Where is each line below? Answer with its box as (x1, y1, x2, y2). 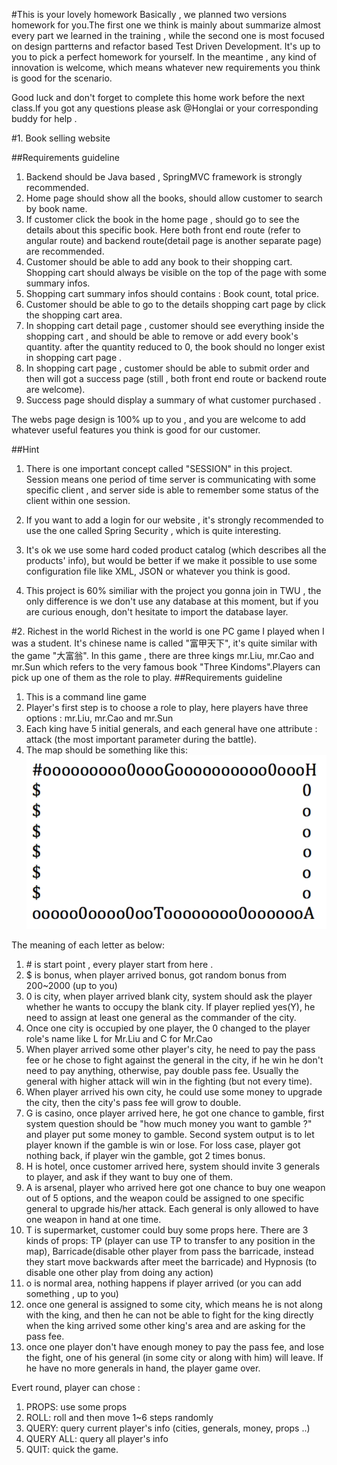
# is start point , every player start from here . (25, 959, 214, 971)
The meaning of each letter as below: (11, 939, 166, 951)
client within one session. (25, 495, 131, 506)
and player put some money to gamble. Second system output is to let (25, 1129, 315, 1141)
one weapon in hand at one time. (25, 1214, 162, 1226)
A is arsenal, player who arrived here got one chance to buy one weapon (25, 1182, 326, 1194)
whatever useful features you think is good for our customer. (11, 424, 261, 436)
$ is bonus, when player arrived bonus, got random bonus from (25, 969, 288, 981)
